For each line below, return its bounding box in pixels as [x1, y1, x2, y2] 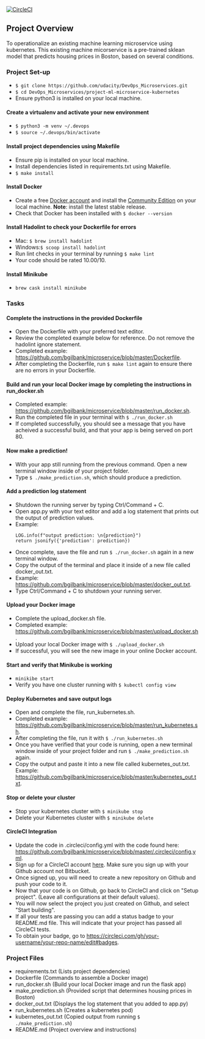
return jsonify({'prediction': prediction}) [15, 537, 131, 544]
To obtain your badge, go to [15, 932, 85, 939]
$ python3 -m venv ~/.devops [15, 123, 90, 129]
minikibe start [15, 676, 54, 682]
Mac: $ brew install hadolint [15, 237, 93, 244]
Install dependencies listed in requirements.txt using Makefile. [15, 162, 171, 170]
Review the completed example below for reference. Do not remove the [15, 334, 195, 341]
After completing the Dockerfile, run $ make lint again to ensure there [15, 360, 192, 368]
